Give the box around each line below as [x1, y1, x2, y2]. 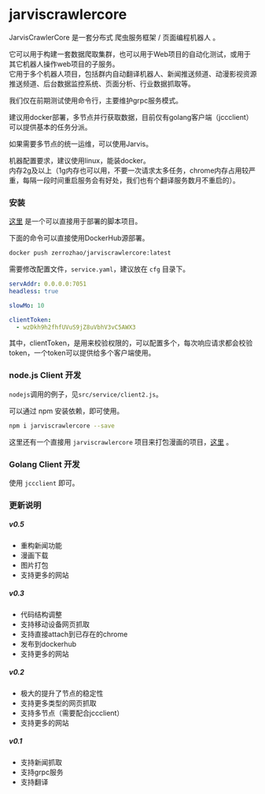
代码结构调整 [20, 609, 62, 619]
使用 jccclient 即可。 [9, 478, 79, 487]
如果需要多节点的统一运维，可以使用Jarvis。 [9, 139, 153, 148]
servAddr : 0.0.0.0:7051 [9, 280, 87, 289]
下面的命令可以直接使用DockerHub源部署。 [9, 233, 149, 243]
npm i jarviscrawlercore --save [9, 422, 115, 430]
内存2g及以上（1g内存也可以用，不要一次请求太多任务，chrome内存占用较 [9, 166, 249, 175]
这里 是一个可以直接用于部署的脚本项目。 [9, 217, 142, 226]
